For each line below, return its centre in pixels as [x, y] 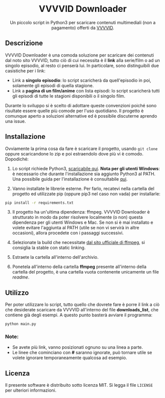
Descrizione [24, 43]
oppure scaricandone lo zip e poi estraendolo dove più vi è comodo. [74, 153]
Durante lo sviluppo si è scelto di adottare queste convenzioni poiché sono [81, 105]
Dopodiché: [17, 159]
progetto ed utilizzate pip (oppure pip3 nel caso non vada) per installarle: [86, 194]
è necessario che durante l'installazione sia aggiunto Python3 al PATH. [84, 174]
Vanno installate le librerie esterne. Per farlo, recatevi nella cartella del [83, 188]
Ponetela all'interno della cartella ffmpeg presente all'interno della [79, 267]
